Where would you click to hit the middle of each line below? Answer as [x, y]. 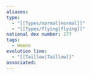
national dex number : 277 [39, 34]
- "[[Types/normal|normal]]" [49, 23]
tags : [13, 40]
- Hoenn [22, 46]
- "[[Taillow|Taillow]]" [43, 57]
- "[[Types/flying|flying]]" [49, 29]
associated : [21, 62]
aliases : [17, 12]
